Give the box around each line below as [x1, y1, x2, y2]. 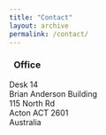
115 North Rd [9, 98, 56, 108]
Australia [9, 116, 42, 127]
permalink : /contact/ [9, 29, 89, 38]
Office [13, 59, 42, 71]
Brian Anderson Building [9, 88, 97, 99]
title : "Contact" [9, 12, 73, 22]
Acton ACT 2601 [9, 107, 69, 118]
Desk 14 [9, 79, 39, 90]
